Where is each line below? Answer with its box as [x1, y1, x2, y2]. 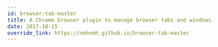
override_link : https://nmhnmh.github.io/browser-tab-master [7, 29, 190, 37]
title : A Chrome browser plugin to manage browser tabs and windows [7, 17, 212, 23]
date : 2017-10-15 [7, 23, 58, 30]
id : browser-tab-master [7, 10, 77, 17]
